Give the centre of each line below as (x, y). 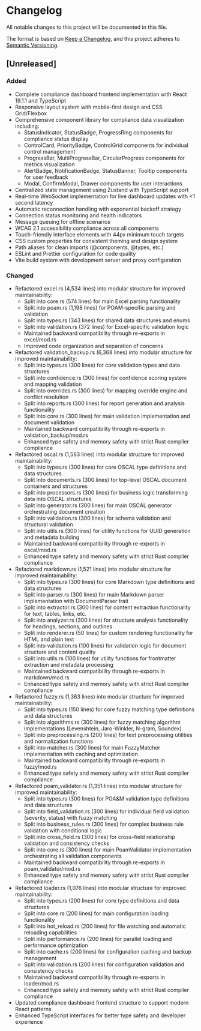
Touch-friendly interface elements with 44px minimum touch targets (99, 234)
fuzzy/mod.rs (40, 766)
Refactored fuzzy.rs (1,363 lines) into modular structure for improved (100, 696)
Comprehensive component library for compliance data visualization (99, 119)
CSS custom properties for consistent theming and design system (96, 241)
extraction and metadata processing (69, 664)
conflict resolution (46, 397)
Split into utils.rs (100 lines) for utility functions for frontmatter (100, 658)
